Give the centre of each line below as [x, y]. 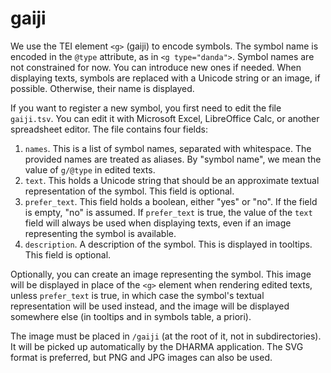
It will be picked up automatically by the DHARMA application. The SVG [157, 346]
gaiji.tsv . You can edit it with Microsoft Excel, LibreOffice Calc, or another [165, 118]
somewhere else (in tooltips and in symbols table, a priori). [131, 316]
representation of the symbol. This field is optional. [129, 191]
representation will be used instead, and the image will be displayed [150, 306]
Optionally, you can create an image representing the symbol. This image [161, 274]
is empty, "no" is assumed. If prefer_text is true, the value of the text [168, 212]
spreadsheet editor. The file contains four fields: [109, 129]
